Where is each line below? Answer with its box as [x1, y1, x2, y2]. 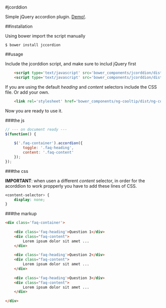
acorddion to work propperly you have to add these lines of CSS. [5, 183, 137, 189]
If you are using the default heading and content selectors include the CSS [5, 84, 157, 90]
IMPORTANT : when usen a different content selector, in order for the [5, 178, 145, 184]
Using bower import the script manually [5, 33, 85, 39]
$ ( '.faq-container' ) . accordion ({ [14, 141, 83, 146]
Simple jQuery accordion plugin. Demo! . [5, 14, 86, 19]
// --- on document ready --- [5, 127, 68, 132]
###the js [5, 117, 25, 123]
